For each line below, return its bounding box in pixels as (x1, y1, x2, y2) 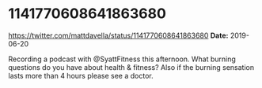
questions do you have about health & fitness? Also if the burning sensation (8, 62, 255, 71)
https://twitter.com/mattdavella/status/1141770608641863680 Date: (8, 31, 229, 40)
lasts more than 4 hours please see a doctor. (8, 71, 154, 80)
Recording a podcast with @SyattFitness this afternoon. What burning (8, 54, 236, 64)
